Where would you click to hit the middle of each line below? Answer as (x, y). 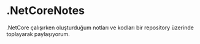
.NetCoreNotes (45, 11)
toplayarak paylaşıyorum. (38, 34)
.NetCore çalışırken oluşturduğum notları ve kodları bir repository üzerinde (100, 28)
